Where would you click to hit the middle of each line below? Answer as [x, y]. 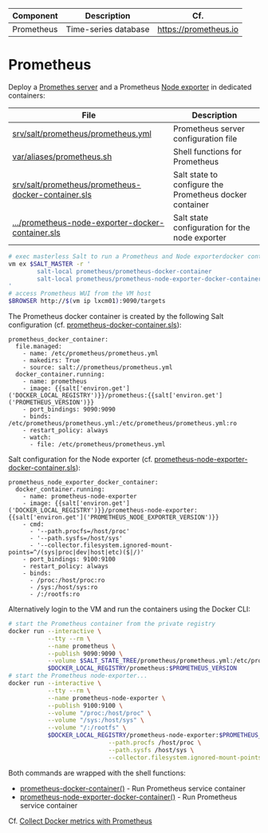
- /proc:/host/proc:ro [67, 580]
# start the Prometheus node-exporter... [78, 676]
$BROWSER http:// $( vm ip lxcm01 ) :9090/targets [87, 301]
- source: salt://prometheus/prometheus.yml [98, 368]
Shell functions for [207, 151]
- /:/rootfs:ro [55, 595]
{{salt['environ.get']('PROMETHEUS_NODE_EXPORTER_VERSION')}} [114, 518]
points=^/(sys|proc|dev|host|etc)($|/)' [77, 552]
